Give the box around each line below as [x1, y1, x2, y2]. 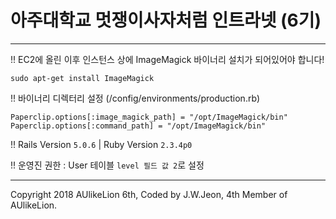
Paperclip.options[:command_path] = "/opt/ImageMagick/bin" [10, 121, 267, 131]
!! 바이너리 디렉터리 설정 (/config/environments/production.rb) [10, 92, 261, 104]
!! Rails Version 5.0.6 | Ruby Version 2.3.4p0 [10, 138, 193, 150]
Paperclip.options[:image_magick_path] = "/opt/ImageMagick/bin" [10, 112, 288, 122]
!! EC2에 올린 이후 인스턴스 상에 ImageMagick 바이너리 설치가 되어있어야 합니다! [10, 53, 325, 65]
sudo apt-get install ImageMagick [10, 73, 155, 83]
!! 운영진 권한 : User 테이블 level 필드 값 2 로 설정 [10, 159, 205, 171]
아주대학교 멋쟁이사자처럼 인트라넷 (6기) [10, 9, 322, 32]
